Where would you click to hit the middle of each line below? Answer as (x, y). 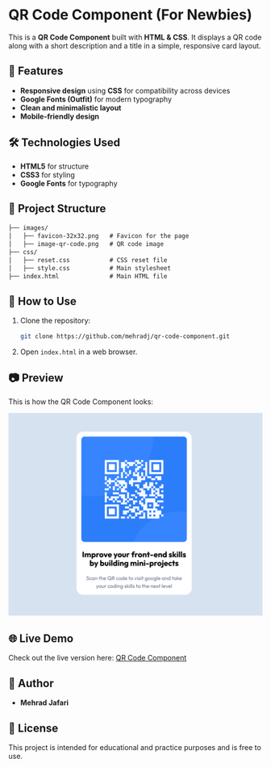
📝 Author (31, 683)
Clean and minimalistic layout (71, 107)
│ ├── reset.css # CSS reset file (88, 261)
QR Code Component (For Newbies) (130, 15)
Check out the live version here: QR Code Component (98, 658)
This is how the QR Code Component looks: (81, 402)
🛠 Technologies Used (65, 143)
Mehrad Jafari (44, 702)
